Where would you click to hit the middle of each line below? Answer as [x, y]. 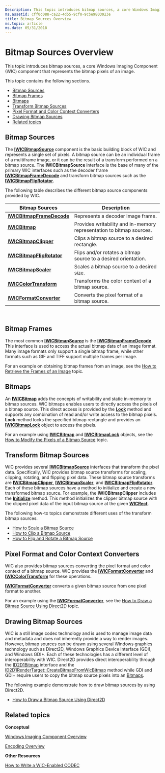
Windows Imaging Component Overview [46, 736]
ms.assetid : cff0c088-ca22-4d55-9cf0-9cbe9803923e [58, 14]
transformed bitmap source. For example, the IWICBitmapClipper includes [81, 493]
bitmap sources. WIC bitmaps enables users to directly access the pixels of [81, 404]
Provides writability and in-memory [115, 224]
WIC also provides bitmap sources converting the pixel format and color [78, 566]
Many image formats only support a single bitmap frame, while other [74, 351]
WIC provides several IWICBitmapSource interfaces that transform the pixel [82, 467]
